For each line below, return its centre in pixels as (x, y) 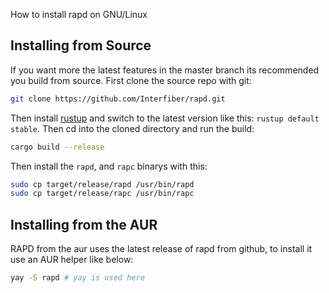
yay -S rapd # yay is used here (77, 278)
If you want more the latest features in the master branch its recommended (165, 70)
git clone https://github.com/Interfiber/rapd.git (118, 99)
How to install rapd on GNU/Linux (79, 14)
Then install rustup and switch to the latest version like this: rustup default (165, 118)
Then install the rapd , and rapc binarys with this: (109, 166)
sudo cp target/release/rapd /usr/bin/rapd (102, 184)
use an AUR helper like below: (72, 260)
